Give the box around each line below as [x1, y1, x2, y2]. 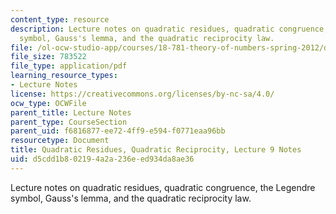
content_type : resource [10, 14, 110, 25]
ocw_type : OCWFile [10, 98, 87, 108]
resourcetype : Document [10, 136, 110, 146]
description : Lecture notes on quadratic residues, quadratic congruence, [10, 24, 329, 34]
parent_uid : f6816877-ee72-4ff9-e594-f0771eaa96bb [10, 126, 226, 136]
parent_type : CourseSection [10, 117, 128, 127]
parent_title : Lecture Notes [10, 107, 132, 118]
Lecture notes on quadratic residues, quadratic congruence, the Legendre [10, 181, 316, 193]
